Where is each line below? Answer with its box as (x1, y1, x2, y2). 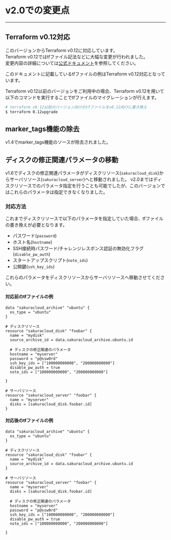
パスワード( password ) (12, 233, 57, 239)
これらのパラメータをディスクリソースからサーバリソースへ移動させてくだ (5, 275, 160, 281)
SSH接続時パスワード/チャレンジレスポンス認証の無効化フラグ (12, 246, 144, 252)
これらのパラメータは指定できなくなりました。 (9, 189, 108, 195)
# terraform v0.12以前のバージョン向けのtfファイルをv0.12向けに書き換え (5, 104, 148, 110)
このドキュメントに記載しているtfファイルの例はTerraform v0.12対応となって (5, 71, 165, 77)
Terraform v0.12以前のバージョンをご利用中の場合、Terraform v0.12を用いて (5, 88, 164, 94)
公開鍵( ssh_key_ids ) (12, 263, 55, 270)
